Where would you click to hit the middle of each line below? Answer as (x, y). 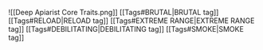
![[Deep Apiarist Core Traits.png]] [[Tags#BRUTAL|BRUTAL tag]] (114, 12)
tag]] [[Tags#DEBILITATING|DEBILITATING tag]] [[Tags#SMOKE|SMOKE (126, 29)
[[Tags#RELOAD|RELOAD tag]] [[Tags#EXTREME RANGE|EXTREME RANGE (131, 21)
